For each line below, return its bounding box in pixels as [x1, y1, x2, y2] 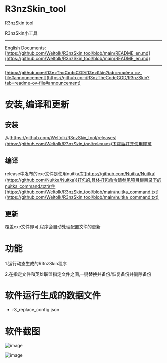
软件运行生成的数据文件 [5, 290, 101, 301]
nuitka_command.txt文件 [5, 183, 56, 189]
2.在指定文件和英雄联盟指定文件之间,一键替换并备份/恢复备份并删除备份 [5, 271, 152, 277]
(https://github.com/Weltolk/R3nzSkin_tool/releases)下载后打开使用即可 [5, 141, 152, 146]
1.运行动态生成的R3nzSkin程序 [5, 260, 67, 266]
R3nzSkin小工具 [5, 30, 38, 36]
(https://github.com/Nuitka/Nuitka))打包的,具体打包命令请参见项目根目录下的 [5, 177, 162, 183]
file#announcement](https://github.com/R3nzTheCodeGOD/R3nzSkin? [5, 74, 150, 80]
